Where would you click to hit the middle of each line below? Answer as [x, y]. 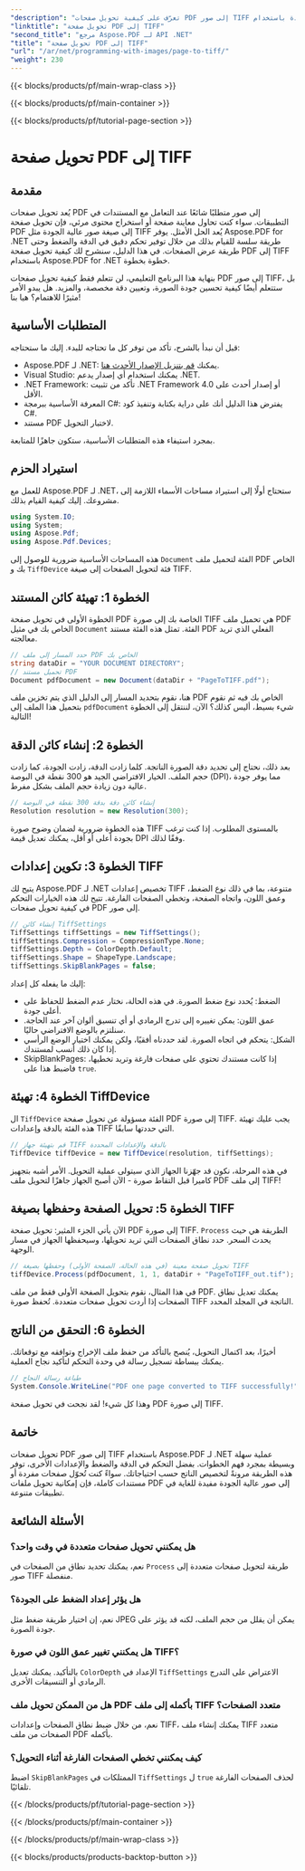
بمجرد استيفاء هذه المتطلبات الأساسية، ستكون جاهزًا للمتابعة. [113, 440]
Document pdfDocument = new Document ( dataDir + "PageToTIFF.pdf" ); [140, 680]
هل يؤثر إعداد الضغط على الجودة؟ [76, 1599]
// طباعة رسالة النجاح [46, 1378]
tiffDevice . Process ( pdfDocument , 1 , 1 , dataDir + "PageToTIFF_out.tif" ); [152, 1274]
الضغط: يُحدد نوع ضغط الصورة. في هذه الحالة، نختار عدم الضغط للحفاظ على [152, 1001]
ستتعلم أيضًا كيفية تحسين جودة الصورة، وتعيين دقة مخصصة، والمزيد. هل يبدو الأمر [147, 287]
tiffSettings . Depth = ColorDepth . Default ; [91, 950]
